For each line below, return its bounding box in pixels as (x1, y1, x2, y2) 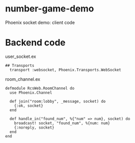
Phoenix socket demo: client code (5, 19, 75, 25)
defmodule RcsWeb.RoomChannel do (5, 86, 75, 91)
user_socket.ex (5, 53, 36, 59)
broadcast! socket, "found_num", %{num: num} (14, 121, 111, 126)
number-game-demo (5, 3, 94, 14)
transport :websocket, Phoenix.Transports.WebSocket (9, 67, 122, 72)
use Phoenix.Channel (9, 90, 52, 95)
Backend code (5, 37, 66, 48)
